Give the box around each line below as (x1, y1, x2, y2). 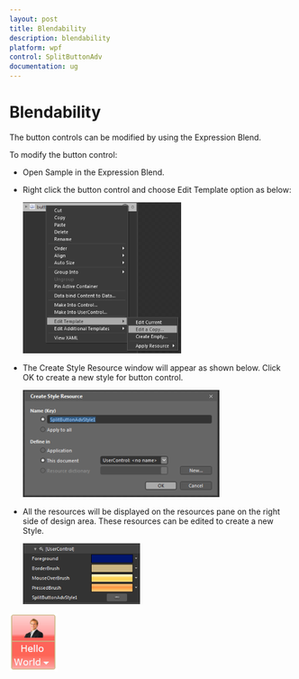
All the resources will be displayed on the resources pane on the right (22, 506, 281, 517)
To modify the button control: (9, 149, 118, 160)
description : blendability (9, 33, 111, 42)
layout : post (9, 14, 59, 23)
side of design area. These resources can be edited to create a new (22, 515, 274, 527)
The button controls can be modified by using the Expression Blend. (9, 132, 262, 142)
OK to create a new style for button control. (22, 372, 184, 382)
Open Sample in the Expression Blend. (22, 167, 165, 178)
